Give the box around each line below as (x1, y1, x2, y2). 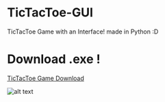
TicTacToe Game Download (7, 74, 84, 82)
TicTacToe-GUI (7, 5, 94, 21)
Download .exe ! (7, 51, 101, 67)
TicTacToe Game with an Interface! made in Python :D (7, 27, 159, 36)
